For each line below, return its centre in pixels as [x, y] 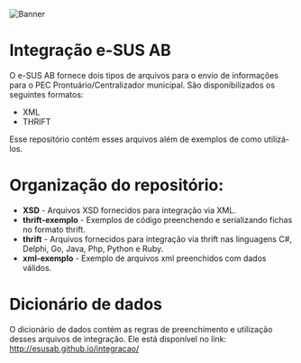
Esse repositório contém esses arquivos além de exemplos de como [136, 139]
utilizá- [277, 139]
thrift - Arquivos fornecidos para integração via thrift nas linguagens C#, [157, 238]
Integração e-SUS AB [90, 51]
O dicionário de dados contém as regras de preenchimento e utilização [141, 329]
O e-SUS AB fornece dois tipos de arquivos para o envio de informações [144, 75]
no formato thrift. [54, 229]
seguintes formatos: [46, 94]
